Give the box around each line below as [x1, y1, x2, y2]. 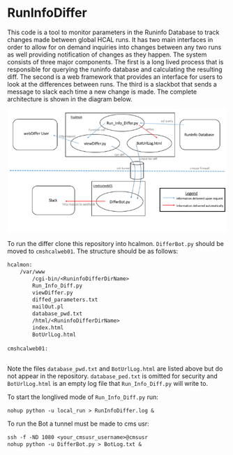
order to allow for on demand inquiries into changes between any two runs [7, 43, 222, 51]
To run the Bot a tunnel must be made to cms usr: [7, 419, 150, 428]
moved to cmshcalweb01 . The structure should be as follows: [7, 247, 179, 256]
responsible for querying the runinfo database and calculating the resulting [7, 65, 223, 73]
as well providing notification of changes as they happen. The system [7, 50, 207, 59]
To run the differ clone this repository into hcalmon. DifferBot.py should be [7, 240, 225, 248]
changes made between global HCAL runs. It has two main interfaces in [7, 35, 213, 43]
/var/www [20, 268, 45, 275]
